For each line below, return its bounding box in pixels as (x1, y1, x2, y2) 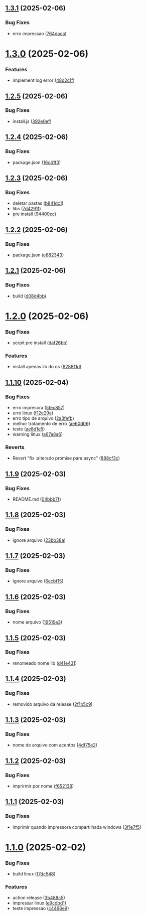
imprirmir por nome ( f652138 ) (12, 783, 74, 789)
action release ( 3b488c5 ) (12, 895, 65, 901)
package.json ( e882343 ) (12, 252, 64, 258)
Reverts (5, 444, 25, 450)
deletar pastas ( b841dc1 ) (12, 200, 64, 206)
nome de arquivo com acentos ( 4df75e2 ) (12, 742, 98, 748)
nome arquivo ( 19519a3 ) (12, 619, 63, 625)
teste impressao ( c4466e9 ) (12, 905, 69, 911)
